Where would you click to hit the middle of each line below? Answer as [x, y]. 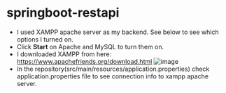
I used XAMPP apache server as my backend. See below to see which [118, 32]
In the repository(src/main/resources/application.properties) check [113, 69]
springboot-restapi [63, 13]
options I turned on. [45, 39]
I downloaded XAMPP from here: [64, 54]
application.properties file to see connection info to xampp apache [113, 76]
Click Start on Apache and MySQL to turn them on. [90, 46]
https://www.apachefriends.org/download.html [84, 61]
